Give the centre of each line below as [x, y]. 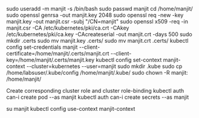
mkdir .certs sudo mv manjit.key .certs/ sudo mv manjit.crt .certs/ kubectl [97, 41]
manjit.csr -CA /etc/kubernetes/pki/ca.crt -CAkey [68, 28]
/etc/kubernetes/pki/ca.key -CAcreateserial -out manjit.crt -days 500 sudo [99, 34]
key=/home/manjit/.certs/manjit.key [51, 60]
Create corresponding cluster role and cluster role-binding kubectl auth [95, 91]
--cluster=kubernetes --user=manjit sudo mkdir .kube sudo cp [104, 66]
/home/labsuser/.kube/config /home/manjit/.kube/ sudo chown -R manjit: [97, 73]
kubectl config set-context [129, 60]
